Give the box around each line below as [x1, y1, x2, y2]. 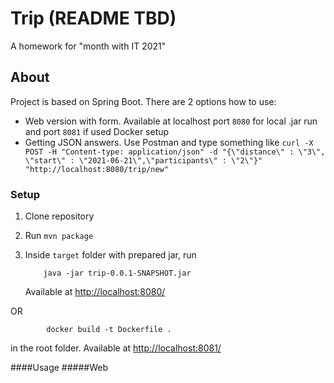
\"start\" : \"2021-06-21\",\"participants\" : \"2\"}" [24, 155, 263, 166]
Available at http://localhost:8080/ [24, 286, 166, 298]
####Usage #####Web [10, 362, 108, 374]
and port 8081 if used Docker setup [24, 125, 170, 137]
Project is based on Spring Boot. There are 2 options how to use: [10, 95, 277, 107]
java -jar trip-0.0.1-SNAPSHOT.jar [43, 268, 192, 279]
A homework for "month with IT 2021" [10, 40, 167, 52]
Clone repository [24, 210, 95, 222]
